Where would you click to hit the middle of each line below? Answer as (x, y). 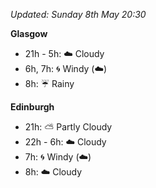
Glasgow (29, 33)
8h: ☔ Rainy (49, 83)
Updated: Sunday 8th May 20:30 (78, 14)
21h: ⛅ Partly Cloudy (68, 127)
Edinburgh (32, 107)
